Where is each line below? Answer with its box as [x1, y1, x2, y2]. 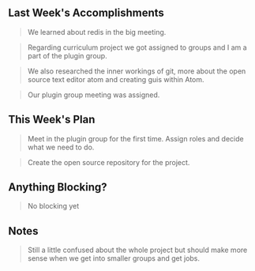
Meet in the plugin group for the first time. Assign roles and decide [27, 134, 244, 143]
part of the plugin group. [27, 51, 108, 60]
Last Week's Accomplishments [8, 6, 164, 20]
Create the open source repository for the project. [27, 157, 190, 167]
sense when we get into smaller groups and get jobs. [27, 254, 200, 263]
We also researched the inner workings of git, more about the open [27, 66, 246, 76]
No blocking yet [27, 201, 80, 211]
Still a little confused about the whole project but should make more [27, 245, 248, 255]
